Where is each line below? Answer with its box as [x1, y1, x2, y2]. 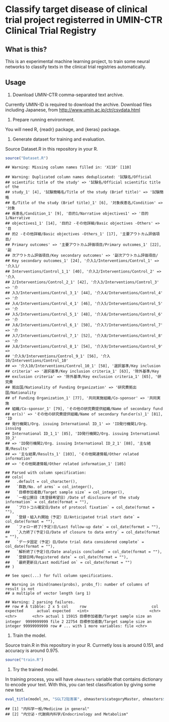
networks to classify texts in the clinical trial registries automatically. [5, 64, 147, 70]
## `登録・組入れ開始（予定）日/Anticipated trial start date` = [5, 514, 140, 519]
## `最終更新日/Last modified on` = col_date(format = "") [5, 560, 132, 565]
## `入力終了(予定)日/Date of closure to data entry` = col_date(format [5, 530, 160, 535]
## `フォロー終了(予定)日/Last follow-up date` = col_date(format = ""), [5, 524, 161, 530]
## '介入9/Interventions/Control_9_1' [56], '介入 [5, 354, 111, 359]
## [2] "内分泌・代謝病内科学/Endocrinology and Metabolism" [5, 712, 128, 717]
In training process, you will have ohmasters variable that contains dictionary [5, 676, 162, 682]
